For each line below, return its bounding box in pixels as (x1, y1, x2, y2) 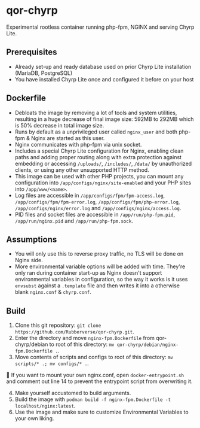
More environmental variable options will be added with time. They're (14, 263, 186, 270)
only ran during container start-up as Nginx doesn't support (14, 269, 162, 277)
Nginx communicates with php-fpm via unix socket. (14, 141, 142, 148)
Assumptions (6, 234, 57, 244)
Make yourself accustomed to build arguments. (14, 390, 131, 397)
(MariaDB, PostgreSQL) (14, 69, 73, 77)
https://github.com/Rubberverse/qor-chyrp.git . (14, 328, 134, 335)
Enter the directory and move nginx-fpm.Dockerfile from (14, 335, 155, 342)
